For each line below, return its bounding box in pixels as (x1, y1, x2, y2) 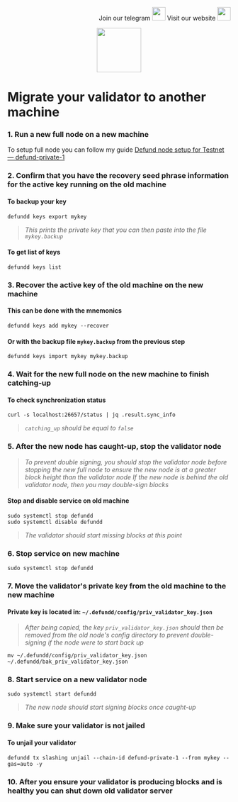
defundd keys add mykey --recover (7, 322, 110, 329)
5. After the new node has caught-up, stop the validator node (7, 442, 222, 452)
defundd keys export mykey (7, 213, 87, 220)
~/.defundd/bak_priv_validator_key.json (7, 658, 129, 666)
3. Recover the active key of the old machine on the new (7, 280, 204, 290)
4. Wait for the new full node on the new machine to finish (7, 369, 210, 379)
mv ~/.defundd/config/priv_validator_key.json (7, 652, 147, 659)
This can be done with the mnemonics (7, 306, 123, 315)
